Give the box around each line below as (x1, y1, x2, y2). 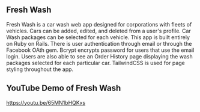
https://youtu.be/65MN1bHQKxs (6, 99, 86, 106)
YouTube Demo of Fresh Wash (6, 83, 121, 93)
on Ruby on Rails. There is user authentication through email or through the (6, 40, 192, 47)
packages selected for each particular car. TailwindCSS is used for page (6, 59, 185, 66)
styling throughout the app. (6, 66, 74, 73)
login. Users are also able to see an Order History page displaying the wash (6, 52, 193, 60)
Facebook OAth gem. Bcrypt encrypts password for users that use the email (6, 46, 195, 54)
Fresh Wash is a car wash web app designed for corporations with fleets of (6, 20, 192, 28)
